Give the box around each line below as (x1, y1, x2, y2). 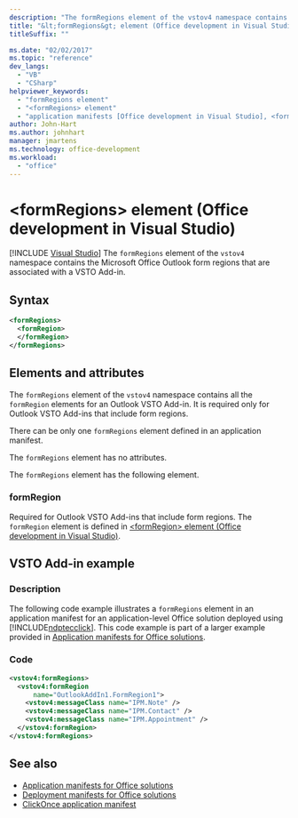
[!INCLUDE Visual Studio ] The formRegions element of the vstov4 (9, 248, 245, 259)
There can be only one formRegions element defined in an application (9, 425, 262, 436)
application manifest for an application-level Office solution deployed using (9, 613, 284, 623)
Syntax (9, 293, 50, 308)
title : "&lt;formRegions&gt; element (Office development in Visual (9, 21, 268, 30)
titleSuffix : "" (9, 29, 69, 38)
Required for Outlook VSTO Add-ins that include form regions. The (9, 511, 253, 522)
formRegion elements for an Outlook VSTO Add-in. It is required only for (9, 398, 270, 409)
